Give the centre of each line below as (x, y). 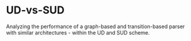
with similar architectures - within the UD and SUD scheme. (78, 32)
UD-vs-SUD (35, 10)
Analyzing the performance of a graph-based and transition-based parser (95, 26)
